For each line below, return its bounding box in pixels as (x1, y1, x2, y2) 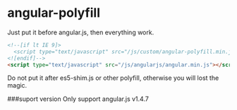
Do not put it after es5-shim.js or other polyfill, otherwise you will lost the (7, 74, 219, 82)
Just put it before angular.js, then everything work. (7, 28, 154, 36)
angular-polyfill (7, 5, 101, 21)
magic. (7, 81, 28, 90)
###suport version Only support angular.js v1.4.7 (7, 95, 150, 103)
